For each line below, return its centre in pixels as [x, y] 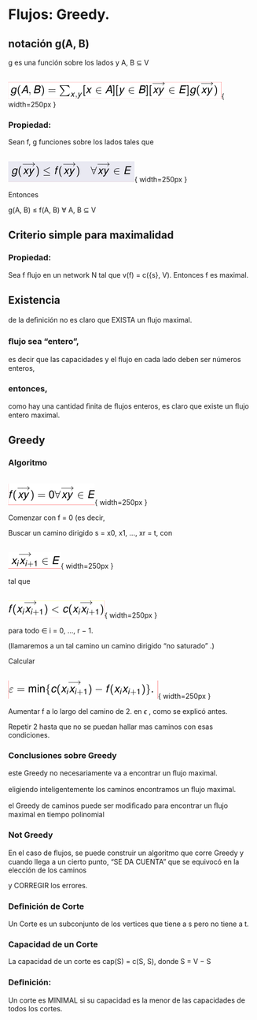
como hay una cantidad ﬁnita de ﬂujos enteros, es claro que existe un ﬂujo [128, 406]
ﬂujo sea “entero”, [44, 341]
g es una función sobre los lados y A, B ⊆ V [79, 62]
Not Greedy [31, 835]
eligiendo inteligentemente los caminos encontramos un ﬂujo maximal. [122, 790]
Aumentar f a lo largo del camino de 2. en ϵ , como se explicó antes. [118, 712]
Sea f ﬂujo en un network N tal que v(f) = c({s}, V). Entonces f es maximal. [128, 275]
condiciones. [29, 735]
